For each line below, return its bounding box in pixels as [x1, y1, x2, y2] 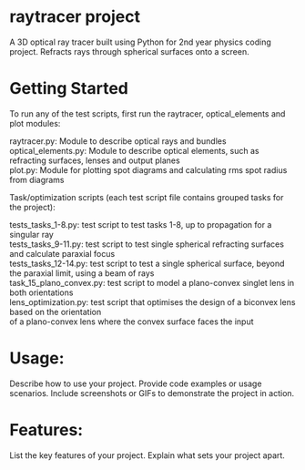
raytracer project [9, 6, 141, 27]
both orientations [9, 287, 74, 298]
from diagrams [9, 174, 66, 185]
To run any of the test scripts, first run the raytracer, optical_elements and [9, 107, 286, 119]
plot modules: [9, 117, 61, 128]
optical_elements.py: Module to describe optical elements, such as [9, 145, 259, 156]
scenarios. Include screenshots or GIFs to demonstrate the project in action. [9, 387, 295, 398]
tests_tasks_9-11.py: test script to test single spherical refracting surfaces [9, 239, 285, 250]
